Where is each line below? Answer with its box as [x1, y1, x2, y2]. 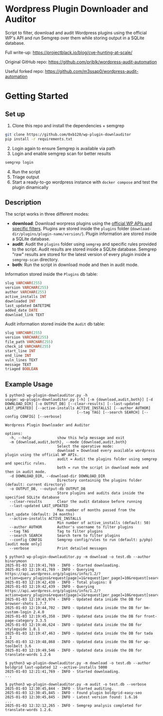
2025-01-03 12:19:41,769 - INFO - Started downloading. [5, 563, 120, 568]
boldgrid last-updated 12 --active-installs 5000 [5, 665, 108, 670]
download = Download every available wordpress [57, 448, 155, 453]
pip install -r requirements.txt [5, 136, 73, 141]
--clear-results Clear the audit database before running [9, 499, 142, 504]
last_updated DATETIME [5, 303, 51, 308]
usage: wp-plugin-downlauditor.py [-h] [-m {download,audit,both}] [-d [5, 397, 153, 402]
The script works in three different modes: [5, 211, 89, 217]
